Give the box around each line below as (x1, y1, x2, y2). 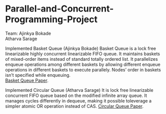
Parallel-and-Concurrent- (5, 3, 114, 15)
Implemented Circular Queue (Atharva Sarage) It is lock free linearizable (5, 87, 153, 93)
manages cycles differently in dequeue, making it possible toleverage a (5, 97, 151, 103)
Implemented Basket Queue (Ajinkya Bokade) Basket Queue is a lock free (5, 45, 156, 51)
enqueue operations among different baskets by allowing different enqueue (5, 61, 161, 67)
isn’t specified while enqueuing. (5, 72, 71, 78)
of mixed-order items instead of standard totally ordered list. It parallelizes (5, 56, 158, 62)
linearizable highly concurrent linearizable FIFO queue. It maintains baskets (5, 51, 160, 57)
